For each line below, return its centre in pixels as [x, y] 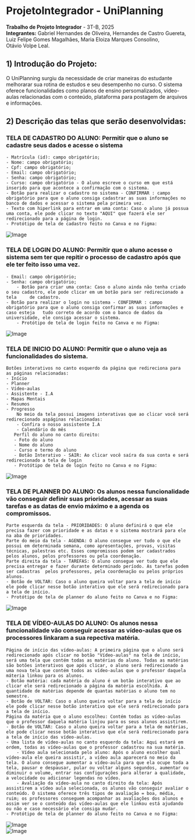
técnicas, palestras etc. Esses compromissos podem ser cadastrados [91, 551]
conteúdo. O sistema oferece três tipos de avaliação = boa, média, [91, 793]
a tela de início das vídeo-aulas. [49, 737]
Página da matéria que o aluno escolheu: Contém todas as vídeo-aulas [93, 717]
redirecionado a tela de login [44, 460]
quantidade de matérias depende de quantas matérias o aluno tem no [91, 691]
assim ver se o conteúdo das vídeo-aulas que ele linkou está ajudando [95, 803]
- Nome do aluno [33, 445]
